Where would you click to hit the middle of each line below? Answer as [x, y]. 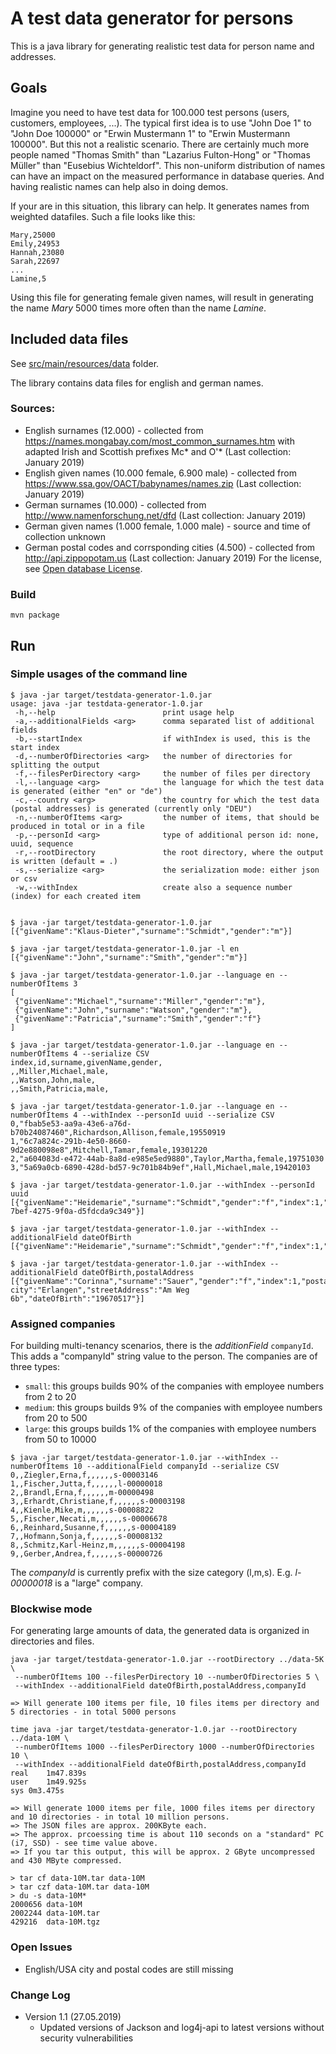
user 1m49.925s [48, 1782]
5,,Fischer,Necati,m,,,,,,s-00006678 [89, 1519]
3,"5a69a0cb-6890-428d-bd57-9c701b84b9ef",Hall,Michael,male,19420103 [160, 1167]
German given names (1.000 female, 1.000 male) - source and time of [168, 526]
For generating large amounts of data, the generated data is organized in [160, 1631]
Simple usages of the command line [99, 674]
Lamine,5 [28, 278]
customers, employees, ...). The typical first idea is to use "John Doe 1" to [161, 123]
